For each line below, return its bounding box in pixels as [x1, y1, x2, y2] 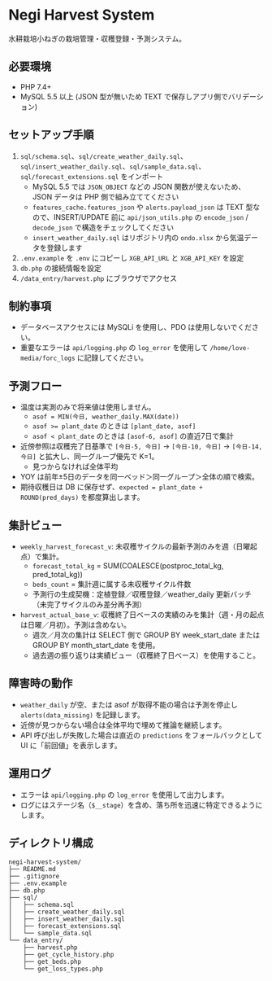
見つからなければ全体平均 [32, 462, 119, 471]
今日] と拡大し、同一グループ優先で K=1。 [19, 452, 159, 462]
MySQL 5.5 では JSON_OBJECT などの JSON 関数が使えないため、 [32, 182, 246, 191]
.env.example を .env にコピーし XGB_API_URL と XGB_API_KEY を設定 [19, 252, 244, 262]
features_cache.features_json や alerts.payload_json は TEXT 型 [32, 202, 253, 212]
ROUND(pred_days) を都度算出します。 [19, 493, 145, 502]
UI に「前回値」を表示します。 [19, 740, 122, 750]
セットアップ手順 [8, 128, 94, 142]
